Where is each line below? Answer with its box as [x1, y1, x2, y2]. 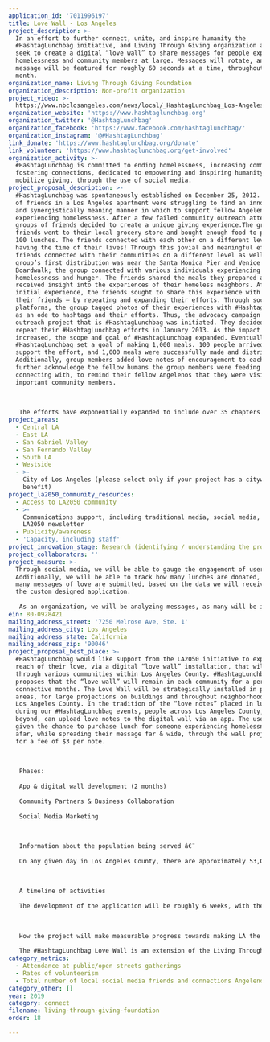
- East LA [15, 430, 48, 439]
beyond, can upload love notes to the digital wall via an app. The [15, 715, 250, 723]
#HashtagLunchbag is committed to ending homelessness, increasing [15, 162, 247, 170]
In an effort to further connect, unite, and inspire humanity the [15, 34, 247, 43]
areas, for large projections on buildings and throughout [15, 693, 218, 701]
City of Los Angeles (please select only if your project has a [22, 476, 243, 484]
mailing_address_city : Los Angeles [8, 625, 128, 633]
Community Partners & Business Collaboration [18, 797, 174, 805]
